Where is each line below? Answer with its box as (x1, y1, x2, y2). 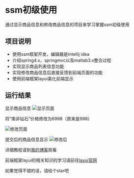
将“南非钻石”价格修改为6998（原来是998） (5, 115, 92, 121)
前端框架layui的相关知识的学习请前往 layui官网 (5, 157, 97, 163)
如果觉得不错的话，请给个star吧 (5, 167, 69, 174)
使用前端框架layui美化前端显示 (12, 75, 74, 81)
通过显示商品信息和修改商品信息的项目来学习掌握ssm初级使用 (5, 22, 130, 27)
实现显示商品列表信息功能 (12, 63, 64, 69)
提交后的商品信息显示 (5, 136, 48, 142)
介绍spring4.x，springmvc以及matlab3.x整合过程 (12, 57, 111, 63)
